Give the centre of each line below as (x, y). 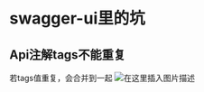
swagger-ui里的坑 (78, 18)
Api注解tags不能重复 (68, 55)
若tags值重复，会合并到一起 (61, 78)
